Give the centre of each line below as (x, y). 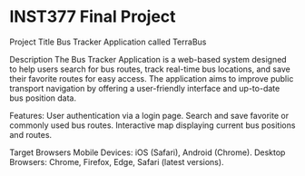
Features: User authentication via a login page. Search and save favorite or (149, 115)
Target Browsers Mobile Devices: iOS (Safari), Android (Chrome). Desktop (148, 152)
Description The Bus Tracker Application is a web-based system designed (148, 59)
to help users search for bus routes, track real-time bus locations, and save (150, 69)
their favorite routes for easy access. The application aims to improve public (152, 78)
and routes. (31, 134)
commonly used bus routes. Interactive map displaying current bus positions (152, 125)
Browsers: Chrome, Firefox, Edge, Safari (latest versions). (117, 161)
